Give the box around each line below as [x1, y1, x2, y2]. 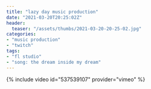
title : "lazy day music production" [6, 8, 98, 15]
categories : [6, 31, 36, 37]
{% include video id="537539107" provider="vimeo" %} [6, 76, 146, 83]
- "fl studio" [6, 54, 42, 60]
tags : [6, 48, 20, 54]
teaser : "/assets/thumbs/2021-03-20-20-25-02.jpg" [11, 25, 142, 32]
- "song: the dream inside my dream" [6, 59, 101, 65]
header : [6, 20, 26, 26]
